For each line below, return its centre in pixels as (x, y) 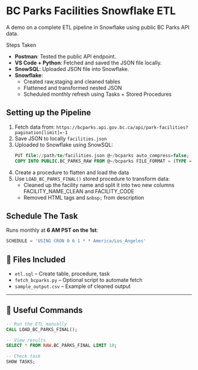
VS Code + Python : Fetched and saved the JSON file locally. (88, 63)
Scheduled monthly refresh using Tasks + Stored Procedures (98, 94)
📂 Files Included (36, 259)
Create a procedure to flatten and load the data (72, 172)
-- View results (26, 340)
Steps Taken (21, 45)
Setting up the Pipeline (49, 113)
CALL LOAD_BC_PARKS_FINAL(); (42, 329)
